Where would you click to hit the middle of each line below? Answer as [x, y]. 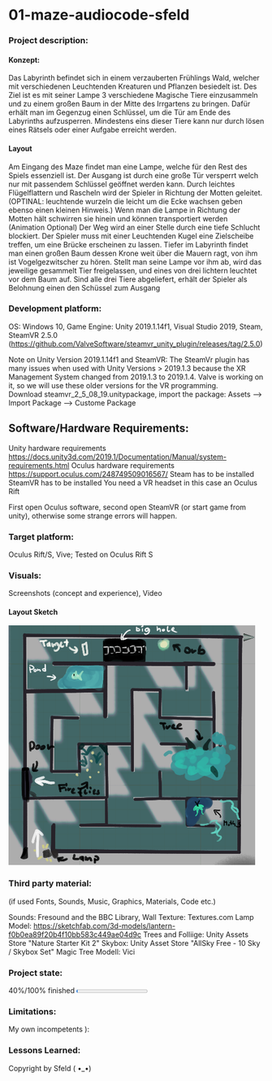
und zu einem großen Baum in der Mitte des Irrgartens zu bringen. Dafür [130, 104]
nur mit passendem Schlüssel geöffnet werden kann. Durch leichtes [122, 184]
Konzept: [24, 59]
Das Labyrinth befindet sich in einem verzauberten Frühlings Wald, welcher [134, 78]
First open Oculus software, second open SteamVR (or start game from [127, 507]
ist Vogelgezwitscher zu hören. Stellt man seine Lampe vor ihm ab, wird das [135, 261]
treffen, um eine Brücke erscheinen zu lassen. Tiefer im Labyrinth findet [129, 244]
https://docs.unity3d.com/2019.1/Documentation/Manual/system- [118, 457]
